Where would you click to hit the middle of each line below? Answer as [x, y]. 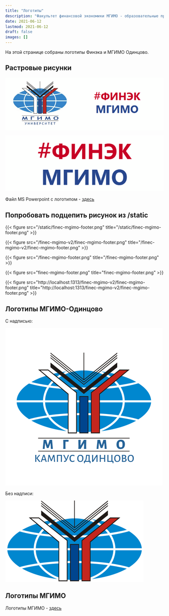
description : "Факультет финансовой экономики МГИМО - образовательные [82, 16]
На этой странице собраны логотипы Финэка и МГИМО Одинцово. [77, 52]
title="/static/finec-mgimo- [133, 227]
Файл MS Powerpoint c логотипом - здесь [50, 199]
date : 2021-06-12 [23, 21]
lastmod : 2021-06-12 [27, 27]
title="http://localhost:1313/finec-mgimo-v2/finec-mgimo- [90, 288]
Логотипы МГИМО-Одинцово [54, 309]
